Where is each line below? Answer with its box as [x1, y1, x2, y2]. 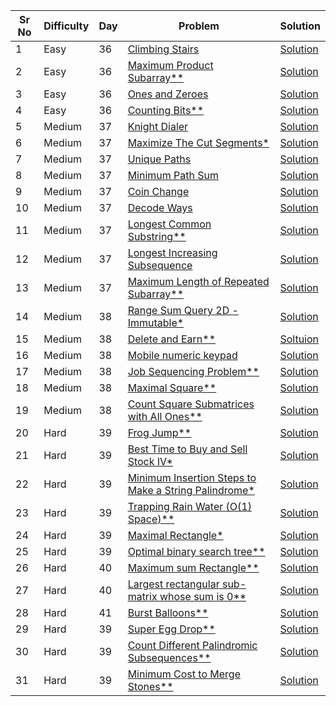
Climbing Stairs [127, 42, 200, 56]
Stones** [127, 680, 174, 693]
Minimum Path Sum [127, 169, 220, 182]
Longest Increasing [127, 246, 218, 259]
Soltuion [279, 332, 320, 346]
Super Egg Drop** [127, 622, 216, 636]
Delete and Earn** [127, 332, 217, 346]
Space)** [127, 512, 175, 526]
